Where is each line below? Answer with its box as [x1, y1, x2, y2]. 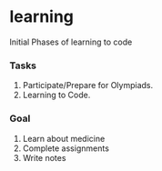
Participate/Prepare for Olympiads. [22, 80, 154, 91]
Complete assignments [22, 143, 109, 154]
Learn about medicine [22, 133, 106, 144]
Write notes [22, 152, 66, 163]
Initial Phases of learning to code [9, 36, 133, 47]
